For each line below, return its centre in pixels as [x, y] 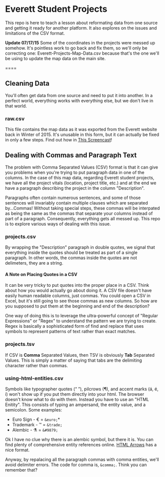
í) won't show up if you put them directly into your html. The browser [75, 394]
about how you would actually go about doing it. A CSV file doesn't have [78, 290]
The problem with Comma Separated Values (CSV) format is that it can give [82, 167]
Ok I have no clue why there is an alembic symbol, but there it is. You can [79, 439]
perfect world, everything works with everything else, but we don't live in [79, 101]
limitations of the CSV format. [35, 33]
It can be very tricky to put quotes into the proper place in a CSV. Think [77, 285]
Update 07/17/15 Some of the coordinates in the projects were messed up [80, 42]
